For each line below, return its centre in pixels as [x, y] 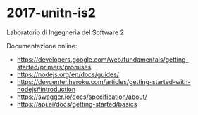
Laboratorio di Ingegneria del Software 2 [66, 32]
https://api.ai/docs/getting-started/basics [77, 104]
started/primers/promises [54, 67]
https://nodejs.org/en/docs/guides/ [68, 74]
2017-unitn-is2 [51, 13]
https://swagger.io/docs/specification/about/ [82, 97]
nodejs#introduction [46, 89]
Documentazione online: [42, 46]
